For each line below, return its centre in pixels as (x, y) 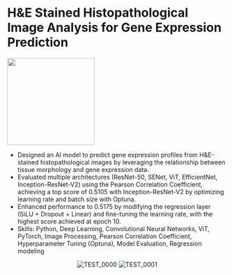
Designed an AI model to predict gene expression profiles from (108, 155)
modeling (31, 251)
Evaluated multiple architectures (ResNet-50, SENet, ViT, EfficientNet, (117, 177)
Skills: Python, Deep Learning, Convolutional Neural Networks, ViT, (114, 228)
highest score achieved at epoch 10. (69, 221)
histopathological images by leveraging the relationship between (133, 162)
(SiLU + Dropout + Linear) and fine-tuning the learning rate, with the (115, 214)
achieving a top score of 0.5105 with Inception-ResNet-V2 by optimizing (121, 191)
